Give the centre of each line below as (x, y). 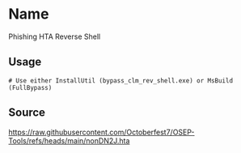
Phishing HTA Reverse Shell (55, 36)
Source (27, 113)
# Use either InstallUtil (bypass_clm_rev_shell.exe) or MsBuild (120, 81)
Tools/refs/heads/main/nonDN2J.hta (69, 140)
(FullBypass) (30, 87)
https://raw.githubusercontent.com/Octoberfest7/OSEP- (102, 132)
